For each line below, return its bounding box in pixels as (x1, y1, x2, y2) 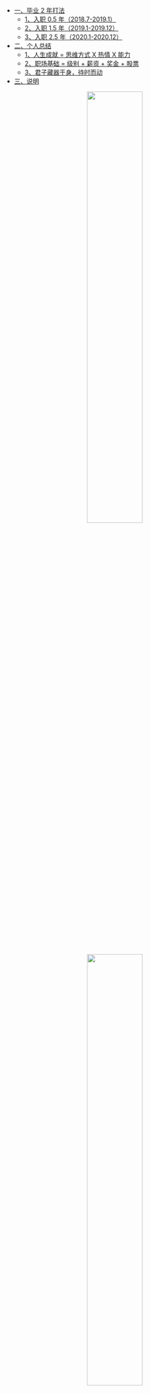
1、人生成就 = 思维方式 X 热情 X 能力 (24, 50, 131, 59)
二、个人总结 (13, 42, 51, 50)
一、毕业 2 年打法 (13, 6, 65, 14)
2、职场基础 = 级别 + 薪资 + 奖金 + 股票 (24, 59, 139, 67)
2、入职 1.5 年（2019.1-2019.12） (24, 24, 119, 32)
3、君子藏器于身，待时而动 (24, 68, 104, 76)
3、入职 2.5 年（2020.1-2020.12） (24, 33, 123, 41)
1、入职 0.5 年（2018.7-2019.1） (24, 15, 116, 23)
